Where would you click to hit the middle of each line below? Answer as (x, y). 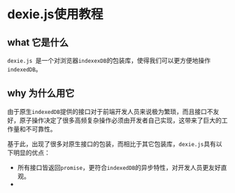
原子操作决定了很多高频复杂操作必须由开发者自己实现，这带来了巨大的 (120, 120)
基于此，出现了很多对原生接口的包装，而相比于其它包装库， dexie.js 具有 (112, 143)
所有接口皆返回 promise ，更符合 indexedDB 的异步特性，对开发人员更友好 (119, 167)
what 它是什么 (38, 42)
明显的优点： (31, 152)
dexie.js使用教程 (55, 14)
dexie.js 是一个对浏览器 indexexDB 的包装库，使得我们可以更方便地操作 (109, 60)
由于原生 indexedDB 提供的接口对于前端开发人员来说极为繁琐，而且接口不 (110, 111)
